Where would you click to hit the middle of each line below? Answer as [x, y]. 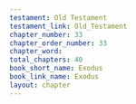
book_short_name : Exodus [56, 69]
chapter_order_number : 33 [58, 43]
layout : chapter [40, 85]
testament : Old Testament [58, 18]
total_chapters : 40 [46, 60]
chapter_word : [36, 52]
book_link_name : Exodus [54, 77]
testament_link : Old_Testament [68, 26]
